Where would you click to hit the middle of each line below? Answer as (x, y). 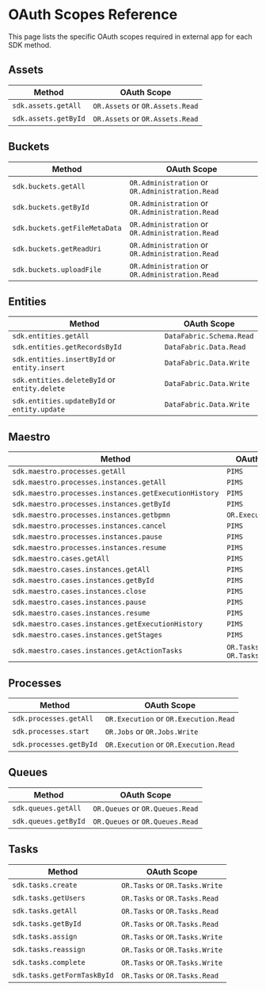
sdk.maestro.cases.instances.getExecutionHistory (108, 624)
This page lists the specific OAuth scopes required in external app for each (130, 36)
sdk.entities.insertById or (64, 359)
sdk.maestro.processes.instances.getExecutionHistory (116, 494)
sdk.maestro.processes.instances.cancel (89, 526)
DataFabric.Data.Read (205, 347)
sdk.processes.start (51, 731)
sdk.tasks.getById (47, 924)
